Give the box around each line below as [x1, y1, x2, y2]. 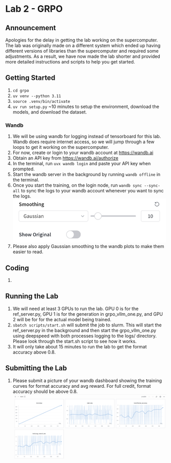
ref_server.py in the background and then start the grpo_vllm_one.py [12, 327, 157, 333]
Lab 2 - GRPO [5, 3, 63, 15]
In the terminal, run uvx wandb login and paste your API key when [12, 161, 151, 167]
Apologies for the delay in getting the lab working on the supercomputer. [5, 37, 158, 43]
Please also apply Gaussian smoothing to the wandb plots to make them [12, 244, 164, 250]
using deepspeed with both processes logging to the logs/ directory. [12, 333, 157, 339]
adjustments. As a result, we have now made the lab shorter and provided [5, 53, 160, 59]
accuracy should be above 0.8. [12, 388, 78, 394]
